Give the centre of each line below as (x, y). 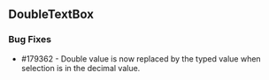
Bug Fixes (30, 40)
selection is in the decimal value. (81, 68)
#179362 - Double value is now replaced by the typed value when (141, 58)
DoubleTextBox (51, 15)
